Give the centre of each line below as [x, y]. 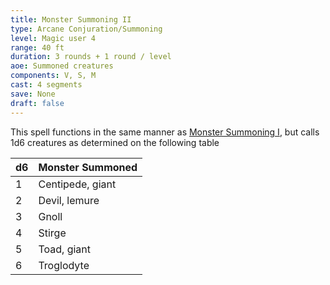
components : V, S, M [53, 76]
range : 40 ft [37, 47]
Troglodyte [64, 265]
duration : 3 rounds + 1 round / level [91, 57]
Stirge [52, 233]
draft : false [37, 103]
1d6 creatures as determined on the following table [115, 142]
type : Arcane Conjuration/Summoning [86, 29]
